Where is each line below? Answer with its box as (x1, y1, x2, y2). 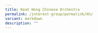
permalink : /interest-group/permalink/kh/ (5, 12, 93, 16)
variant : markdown (5, 16, 43, 21)
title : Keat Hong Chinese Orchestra (5, 7, 80, 12)
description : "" (5, 20, 38, 26)
